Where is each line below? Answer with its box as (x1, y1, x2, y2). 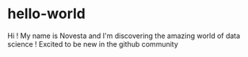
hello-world (7, 5, 86, 23)
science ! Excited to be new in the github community (7, 39, 179, 48)
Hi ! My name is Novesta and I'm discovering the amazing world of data (7, 31, 241, 40)
